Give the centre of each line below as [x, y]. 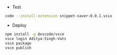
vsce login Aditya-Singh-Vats [36, 38]
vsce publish [18, 48]
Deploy [19, 25]
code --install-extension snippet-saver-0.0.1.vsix [58, 16]
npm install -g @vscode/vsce [35, 34]
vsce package [18, 43]
